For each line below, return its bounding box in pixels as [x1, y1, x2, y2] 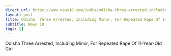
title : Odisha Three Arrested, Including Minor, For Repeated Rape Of [5, 17, 160, 22]
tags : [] [5, 26, 24, 32]
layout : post [5, 12, 33, 17]
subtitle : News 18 [5, 21, 44, 27]
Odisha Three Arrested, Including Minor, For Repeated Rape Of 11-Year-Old [5, 40, 162, 46]
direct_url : [5, 7, 31, 13]
